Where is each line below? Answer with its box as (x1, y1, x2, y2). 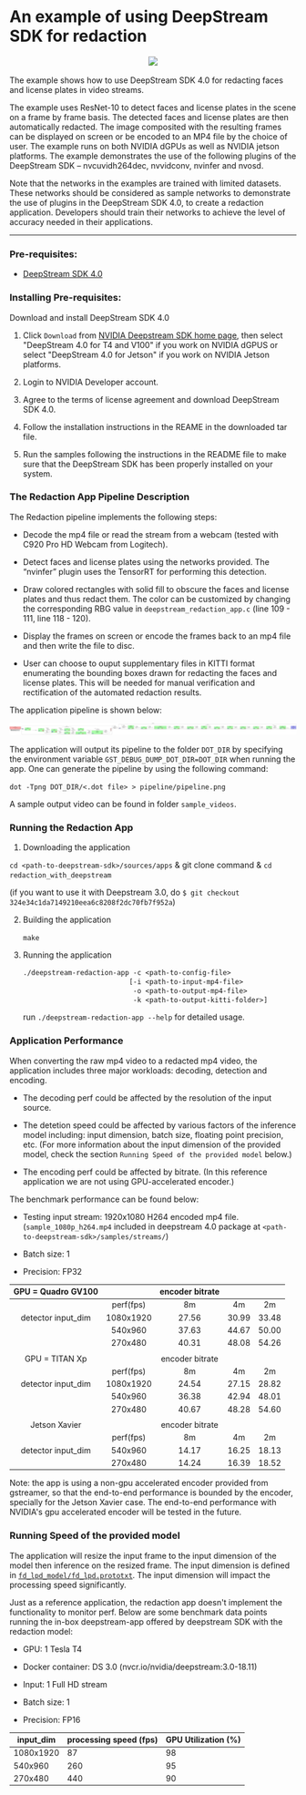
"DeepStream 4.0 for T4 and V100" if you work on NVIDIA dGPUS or (22, 339, 279, 350)
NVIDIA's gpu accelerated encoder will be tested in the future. (9, 1506, 242, 1518)
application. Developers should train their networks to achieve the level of (9, 207, 286, 218)
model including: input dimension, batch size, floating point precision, (22, 1129, 284, 1140)
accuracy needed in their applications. (9, 216, 153, 227)
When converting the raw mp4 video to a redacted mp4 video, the (9, 1055, 258, 1066)
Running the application (22, 949, 112, 960)
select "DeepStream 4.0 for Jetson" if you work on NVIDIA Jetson (22, 349, 270, 360)
